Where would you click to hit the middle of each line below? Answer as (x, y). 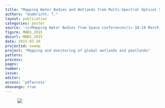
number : (13, 69)
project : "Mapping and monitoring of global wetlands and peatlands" (78, 50)
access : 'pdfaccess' (26, 82)
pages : (12, 64)
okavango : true (21, 87)
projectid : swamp (23, 46)
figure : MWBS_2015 (24, 32)
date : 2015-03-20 (23, 42)
